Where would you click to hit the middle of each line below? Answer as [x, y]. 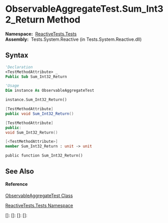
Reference [17, 184]
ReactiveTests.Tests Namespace [39, 205]
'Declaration [19, 67]
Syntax [17, 55]
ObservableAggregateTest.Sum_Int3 [85, 9]
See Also [20, 171]
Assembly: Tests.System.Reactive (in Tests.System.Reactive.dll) [74, 39]
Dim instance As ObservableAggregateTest [50, 91]
